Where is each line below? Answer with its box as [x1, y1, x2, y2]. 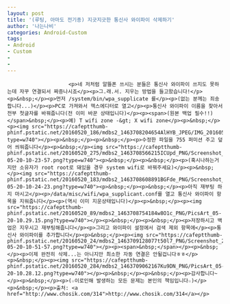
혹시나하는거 [190, 156, 220, 164]
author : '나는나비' [7, 23, 57, 29]
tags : [7, 36, 23, 42]
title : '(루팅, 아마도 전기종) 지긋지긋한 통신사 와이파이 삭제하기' [7, 16, 175, 23]
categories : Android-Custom [7, 29, 88, 36]
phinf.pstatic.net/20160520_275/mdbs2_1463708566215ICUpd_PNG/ [7, 150, 192, 156]
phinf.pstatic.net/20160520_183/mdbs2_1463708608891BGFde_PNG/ [7, 176, 192, 183]
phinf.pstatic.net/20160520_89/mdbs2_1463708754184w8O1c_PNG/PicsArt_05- [7, 210, 222, 217]
